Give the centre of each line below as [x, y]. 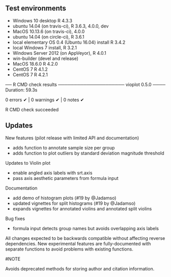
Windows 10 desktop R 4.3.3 [42, 20]
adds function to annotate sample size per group [64, 147]
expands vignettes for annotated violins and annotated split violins [82, 208]
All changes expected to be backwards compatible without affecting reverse [85, 238]
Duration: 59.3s [21, 90]
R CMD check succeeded [32, 109]
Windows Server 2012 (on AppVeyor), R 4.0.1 [59, 53]
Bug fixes [15, 219]
